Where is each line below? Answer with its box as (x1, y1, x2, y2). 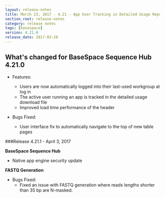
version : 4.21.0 (5, 30, 38, 35)
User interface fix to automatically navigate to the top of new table (19, 123, 154, 129)
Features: (12, 74, 32, 79)
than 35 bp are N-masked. (19, 187, 73, 193)
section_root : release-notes (5, 16, 65, 21)
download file (19, 99, 48, 105)
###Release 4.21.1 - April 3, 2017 (5, 138, 71, 144)
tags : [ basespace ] (5, 26, 43, 31)
